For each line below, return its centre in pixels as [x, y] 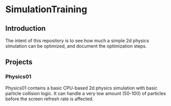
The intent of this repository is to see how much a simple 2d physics [77, 40]
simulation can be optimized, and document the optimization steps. [76, 46]
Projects [19, 62]
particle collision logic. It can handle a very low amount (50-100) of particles [86, 93]
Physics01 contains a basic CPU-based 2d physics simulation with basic [81, 88]
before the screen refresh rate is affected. [49, 99]
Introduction [26, 28]
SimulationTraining [46, 9]
